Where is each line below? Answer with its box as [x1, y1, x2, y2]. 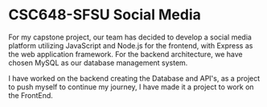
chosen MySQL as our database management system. [8, 58, 188, 68]
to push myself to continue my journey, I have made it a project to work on [8, 82, 255, 92]
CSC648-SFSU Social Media [8, 6, 201, 24]
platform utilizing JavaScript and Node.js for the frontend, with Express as [8, 40, 253, 50]
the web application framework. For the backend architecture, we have [8, 49, 243, 59]
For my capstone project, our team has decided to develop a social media [8, 32, 252, 42]
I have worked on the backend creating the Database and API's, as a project [8, 73, 261, 83]
